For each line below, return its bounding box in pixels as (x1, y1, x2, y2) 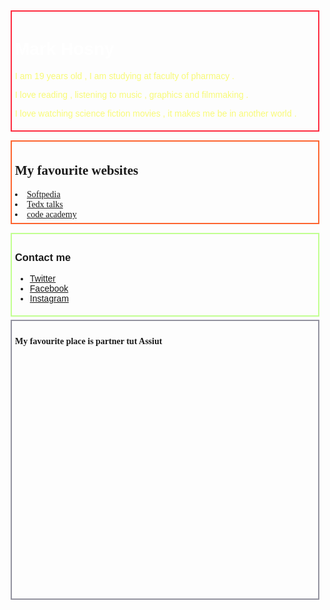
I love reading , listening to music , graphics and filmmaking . (15, 89, 249, 100)
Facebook (29, 283, 69, 295)
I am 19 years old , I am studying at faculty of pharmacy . (15, 70, 235, 81)
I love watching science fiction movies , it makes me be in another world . (15, 107, 297, 119)
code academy (26, 209, 77, 220)
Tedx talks (26, 199, 64, 210)
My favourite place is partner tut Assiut (15, 336, 163, 346)
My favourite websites (15, 162, 139, 179)
